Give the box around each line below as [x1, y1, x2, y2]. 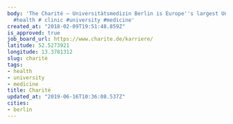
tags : [7, 61, 23, 68]
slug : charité [7, 55, 49, 62]
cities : [7, 100, 30, 107]
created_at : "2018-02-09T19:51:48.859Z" [7, 23, 126, 30]
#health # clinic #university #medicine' [13, 17, 135, 23]
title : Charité [7, 87, 51, 94]
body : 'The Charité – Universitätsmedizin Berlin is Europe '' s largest [7, 10, 218, 17]
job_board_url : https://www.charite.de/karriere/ [7, 36, 154, 43]
